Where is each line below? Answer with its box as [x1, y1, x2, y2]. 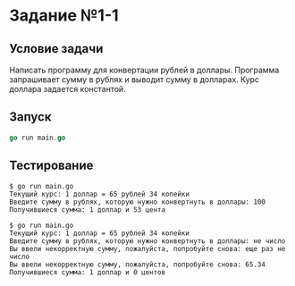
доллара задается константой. [9, 84, 127, 94]
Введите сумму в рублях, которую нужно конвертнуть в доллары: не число [9, 236, 286, 246]
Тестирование [9, 158, 94, 173]
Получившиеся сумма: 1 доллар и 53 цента [9, 205, 166, 214]
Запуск [9, 109, 52, 125]
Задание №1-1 [9, 5, 119, 26]
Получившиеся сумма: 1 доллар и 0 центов [9, 267, 166, 277]
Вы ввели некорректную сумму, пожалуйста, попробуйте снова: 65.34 [9, 260, 266, 269]
